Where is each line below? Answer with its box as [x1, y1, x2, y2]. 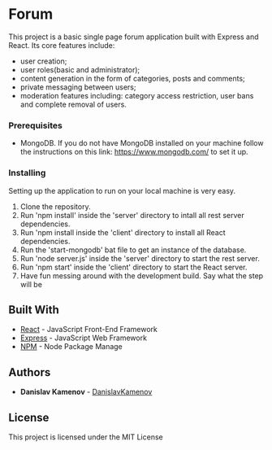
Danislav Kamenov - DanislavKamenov [19, 387, 153, 397]
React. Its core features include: [8, 40, 115, 50]
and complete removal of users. [19, 99, 127, 109]
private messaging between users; [19, 82, 136, 92]
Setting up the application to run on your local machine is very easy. [8, 186, 236, 195]
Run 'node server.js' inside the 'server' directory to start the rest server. [19, 253, 260, 263]
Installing [8, 168, 46, 179]
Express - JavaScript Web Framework [19, 333, 148, 343]
